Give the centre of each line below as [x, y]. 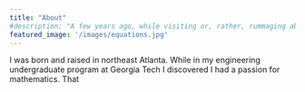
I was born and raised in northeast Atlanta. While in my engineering [135, 60]
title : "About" [38, 18]
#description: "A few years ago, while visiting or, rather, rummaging [148, 26]
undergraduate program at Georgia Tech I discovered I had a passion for [145, 69]
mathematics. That [44, 79]
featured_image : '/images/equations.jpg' [89, 34]
